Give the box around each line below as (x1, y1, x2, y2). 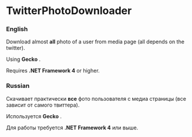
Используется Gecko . (6, 112, 62, 119)
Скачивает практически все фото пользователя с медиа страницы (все (6, 95, 187, 102)
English (6, 25, 28, 33)
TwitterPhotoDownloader (6, 4, 132, 18)
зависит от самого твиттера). (6, 101, 80, 108)
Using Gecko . (6, 56, 41, 63)
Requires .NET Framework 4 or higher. (6, 67, 100, 74)
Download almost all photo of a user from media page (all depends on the (6, 38, 185, 45)
